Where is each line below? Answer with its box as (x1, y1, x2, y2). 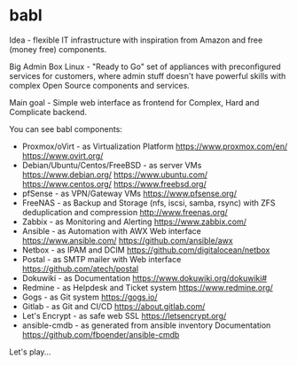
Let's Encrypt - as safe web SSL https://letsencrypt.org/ (21, 310, 227, 321)
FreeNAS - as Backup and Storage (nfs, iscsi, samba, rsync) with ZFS (21, 197, 277, 208)
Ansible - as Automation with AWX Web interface (21, 225, 201, 236)
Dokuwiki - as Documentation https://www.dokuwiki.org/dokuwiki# (21, 272, 268, 284)
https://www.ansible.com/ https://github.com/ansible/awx (21, 235, 233, 245)
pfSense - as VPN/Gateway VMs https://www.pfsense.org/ (21, 188, 238, 199)
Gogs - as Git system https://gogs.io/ (21, 292, 158, 302)
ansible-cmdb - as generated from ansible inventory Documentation (21, 320, 271, 331)
